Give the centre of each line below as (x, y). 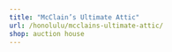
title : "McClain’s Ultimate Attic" (75, 17)
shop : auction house (47, 33)
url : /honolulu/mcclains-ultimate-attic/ (86, 26)
